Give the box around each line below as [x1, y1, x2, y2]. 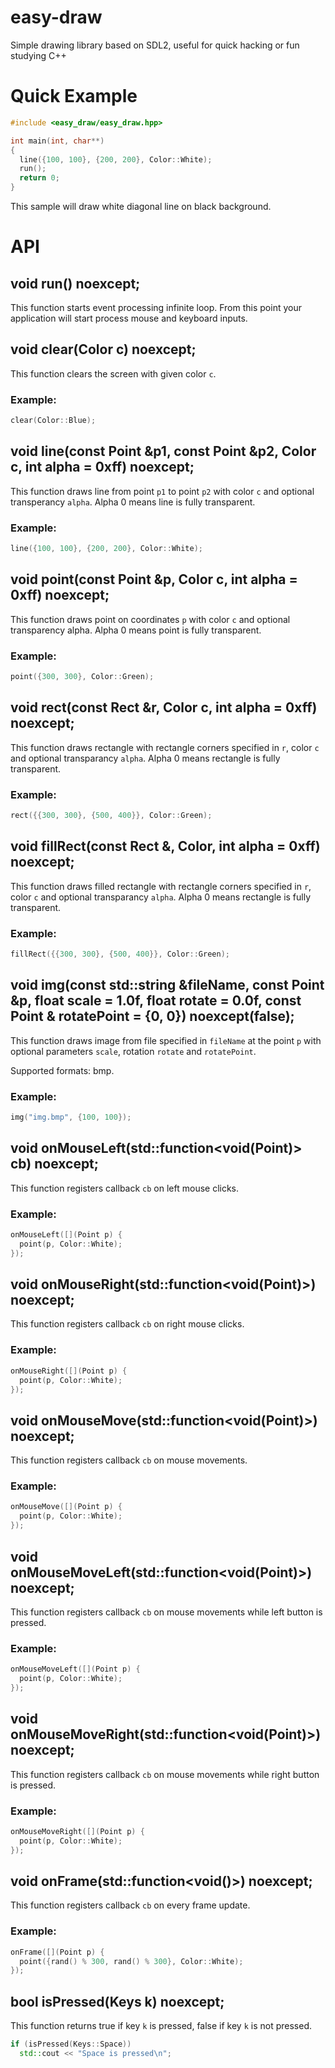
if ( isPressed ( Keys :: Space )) [10, 2039, 132, 2050]
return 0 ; [19, 173, 60, 183]
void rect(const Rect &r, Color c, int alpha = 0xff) [10, 699, 318, 716]
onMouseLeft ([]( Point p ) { [10, 1230, 123, 1240]
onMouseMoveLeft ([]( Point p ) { [10, 1664, 141, 1675]
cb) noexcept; [10, 1156, 100, 1173]
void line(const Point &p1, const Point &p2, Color [10, 443, 317, 460]
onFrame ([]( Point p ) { [10, 1947, 105, 1957]
